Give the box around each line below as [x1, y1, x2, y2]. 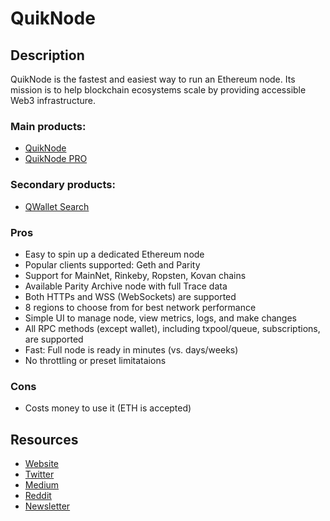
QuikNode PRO [24, 153, 88, 165]
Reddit [24, 490, 52, 501]
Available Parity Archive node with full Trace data [24, 280, 228, 292]
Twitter [24, 468, 55, 480]
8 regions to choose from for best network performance [24, 301, 257, 313]
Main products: [10, 119, 87, 133]
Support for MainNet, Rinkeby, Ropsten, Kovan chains [24, 269, 247, 281]
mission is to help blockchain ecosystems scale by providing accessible [10, 84, 307, 96]
